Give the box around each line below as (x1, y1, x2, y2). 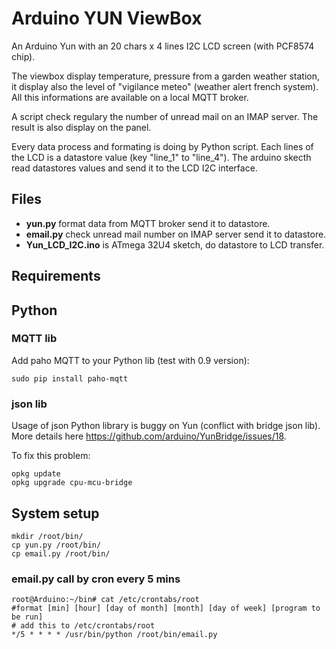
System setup (11, 505, 100, 522)
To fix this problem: (11, 450, 91, 462)
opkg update (11, 469, 61, 479)
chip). (11, 50, 36, 62)
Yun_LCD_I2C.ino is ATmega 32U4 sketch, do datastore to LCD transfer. (25, 238, 325, 251)
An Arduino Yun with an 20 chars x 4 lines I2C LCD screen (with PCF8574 (11, 40, 315, 52)
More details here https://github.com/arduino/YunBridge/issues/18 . (11, 430, 287, 442)
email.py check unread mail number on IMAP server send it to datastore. (25, 228, 327, 240)
